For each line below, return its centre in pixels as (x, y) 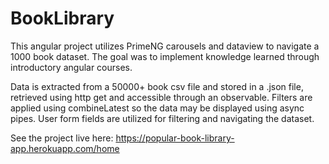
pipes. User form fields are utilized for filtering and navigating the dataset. (162, 118)
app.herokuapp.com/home (65, 148)
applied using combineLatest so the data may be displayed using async (157, 108)
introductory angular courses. (71, 67)
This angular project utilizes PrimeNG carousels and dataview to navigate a (165, 46)
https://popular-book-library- (175, 138)
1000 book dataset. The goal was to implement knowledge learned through (165, 56)
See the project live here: (62, 138)
